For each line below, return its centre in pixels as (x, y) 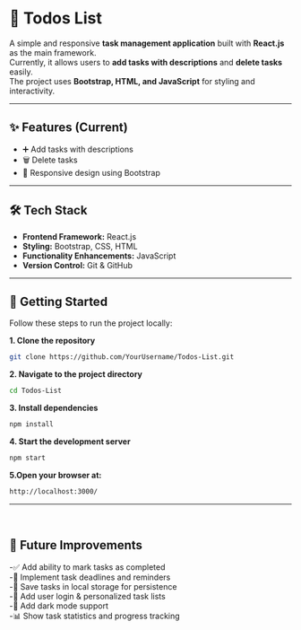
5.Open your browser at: (56, 475)
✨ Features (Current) (69, 128)
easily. (21, 72)
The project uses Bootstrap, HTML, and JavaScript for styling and (132, 81)
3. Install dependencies (54, 408)
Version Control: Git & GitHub (77, 265)
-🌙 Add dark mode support (59, 606)
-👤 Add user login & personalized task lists (87, 596)
